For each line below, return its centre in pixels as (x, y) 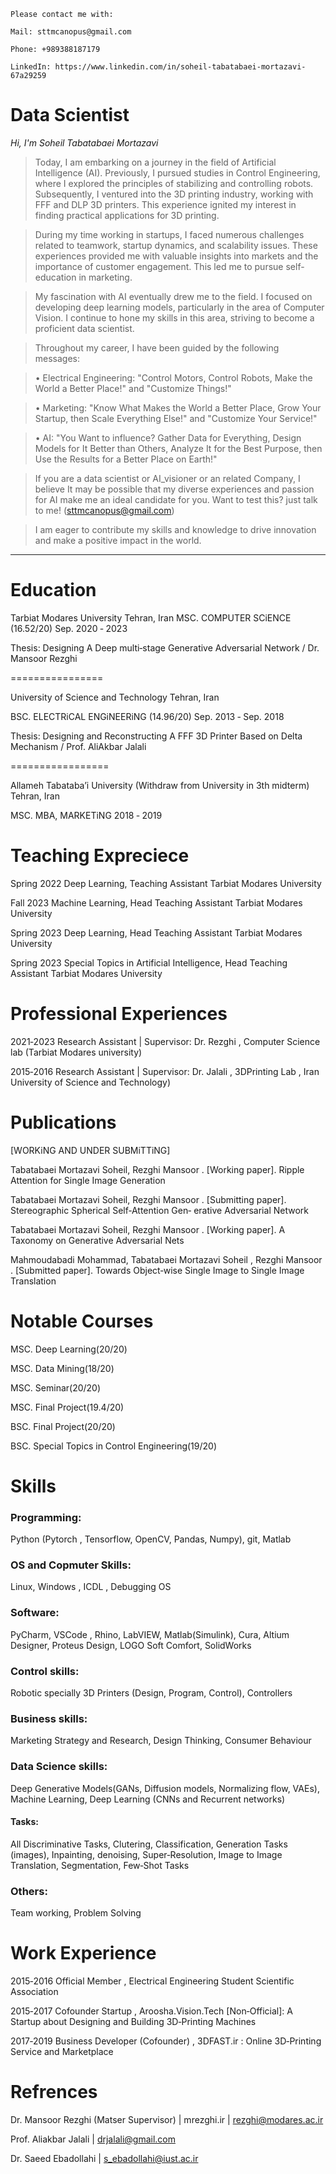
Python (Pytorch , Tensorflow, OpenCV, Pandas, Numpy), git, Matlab (151, 1539)
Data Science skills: (59, 1767)
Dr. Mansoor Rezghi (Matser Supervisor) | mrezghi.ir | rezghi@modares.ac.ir (167, 2119)
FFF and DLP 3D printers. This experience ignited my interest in (165, 204)
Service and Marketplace (62, 2052)
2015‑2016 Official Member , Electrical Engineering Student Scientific (152, 1981)
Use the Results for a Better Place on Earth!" (126, 459)
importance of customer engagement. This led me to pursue (159, 266)
